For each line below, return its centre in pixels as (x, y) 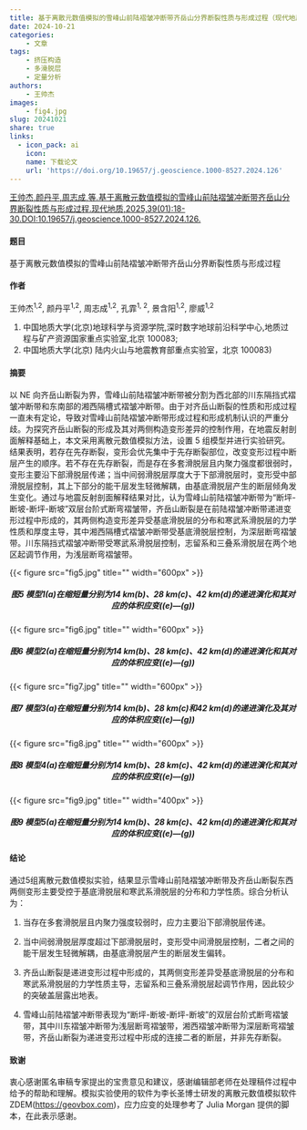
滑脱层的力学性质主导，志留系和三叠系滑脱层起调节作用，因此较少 (170, 984)
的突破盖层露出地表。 (62, 995)
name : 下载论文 (52, 162)
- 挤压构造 (44, 60)
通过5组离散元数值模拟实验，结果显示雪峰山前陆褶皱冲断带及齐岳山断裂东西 (152, 880)
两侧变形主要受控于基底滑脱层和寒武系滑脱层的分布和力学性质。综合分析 (145, 892)
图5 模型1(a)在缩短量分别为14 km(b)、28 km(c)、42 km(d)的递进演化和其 (149, 594)
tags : (20, 52)
